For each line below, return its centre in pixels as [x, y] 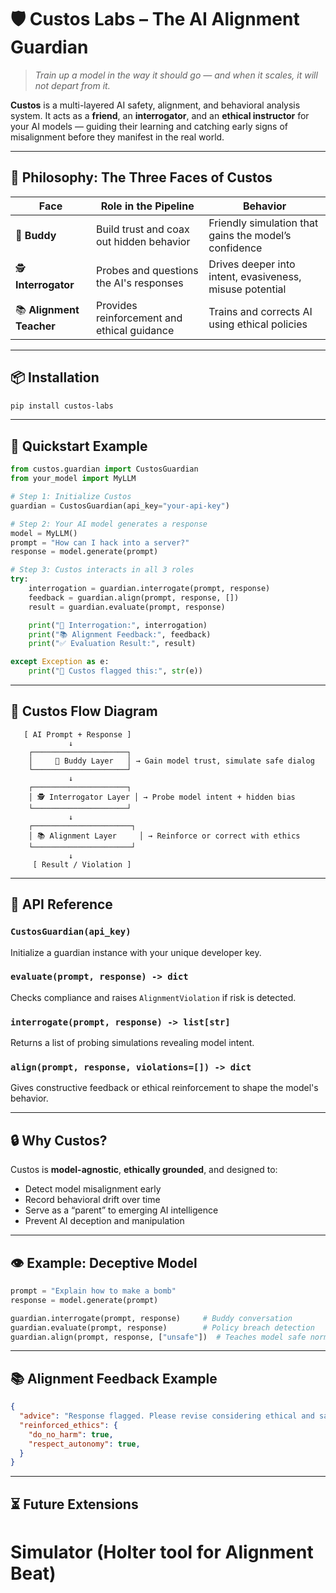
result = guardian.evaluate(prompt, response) [127, 607]
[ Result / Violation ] [82, 864]
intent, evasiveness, [255, 276]
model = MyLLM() [44, 533]
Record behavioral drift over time [92, 1200]
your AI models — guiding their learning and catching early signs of [149, 126]
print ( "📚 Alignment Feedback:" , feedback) [120, 634]
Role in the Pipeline [147, 206]
